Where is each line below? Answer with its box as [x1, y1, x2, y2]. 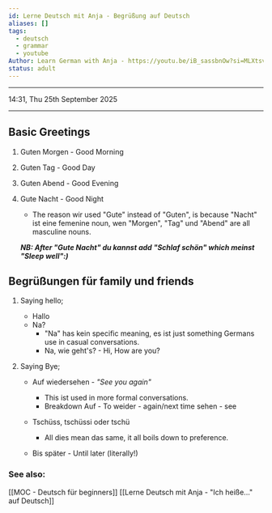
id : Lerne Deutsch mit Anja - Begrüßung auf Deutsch [8, 11, 190, 20]
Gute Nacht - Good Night [19, 193, 104, 203]
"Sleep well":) [19, 251, 69, 261]
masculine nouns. [32, 227, 91, 236]
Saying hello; [19, 296, 64, 306]
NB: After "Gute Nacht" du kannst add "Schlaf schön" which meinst [19, 242, 255, 252]
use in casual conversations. [44, 337, 140, 347]
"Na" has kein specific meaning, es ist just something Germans [44, 329, 255, 338]
